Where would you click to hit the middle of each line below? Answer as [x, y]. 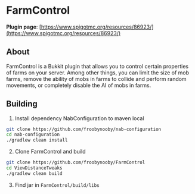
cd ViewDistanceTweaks [34, 168]
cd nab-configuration [33, 134]
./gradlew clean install [37, 140]
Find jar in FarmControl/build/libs [57, 184]
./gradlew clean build [34, 173]
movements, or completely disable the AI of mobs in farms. [79, 85]
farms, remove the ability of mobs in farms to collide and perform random [96, 79]
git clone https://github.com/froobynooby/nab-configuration [84, 129]
